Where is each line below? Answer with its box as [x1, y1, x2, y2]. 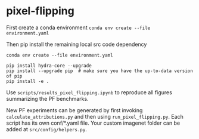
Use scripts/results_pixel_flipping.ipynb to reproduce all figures [6, 88, 173, 96]
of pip [6, 73, 23, 79]
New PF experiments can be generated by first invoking [6, 106, 143, 114]
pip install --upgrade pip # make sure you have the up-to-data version [6, 67, 194, 74]
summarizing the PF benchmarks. [6, 95, 89, 102]
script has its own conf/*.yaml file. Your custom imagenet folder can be [6, 119, 181, 126]
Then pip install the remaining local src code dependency [6, 41, 147, 48]
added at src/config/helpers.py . [6, 125, 88, 132]
